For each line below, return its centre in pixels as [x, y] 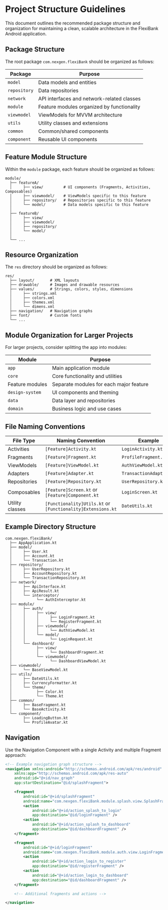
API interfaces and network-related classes [89, 99]
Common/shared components [73, 131]
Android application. [26, 34]
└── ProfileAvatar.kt [46, 722]
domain [15, 409]
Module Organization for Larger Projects [69, 335]
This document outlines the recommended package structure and [73, 23]
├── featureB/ [24, 213]
